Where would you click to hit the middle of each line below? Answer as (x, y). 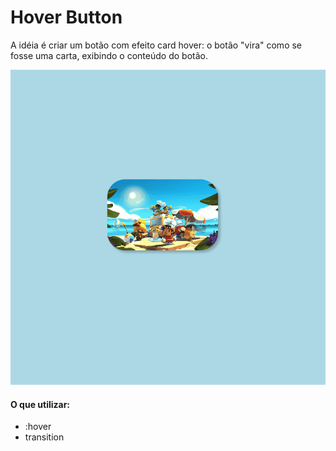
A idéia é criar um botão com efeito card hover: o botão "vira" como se (156, 45)
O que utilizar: (40, 404)
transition (44, 437)
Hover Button (66, 17)
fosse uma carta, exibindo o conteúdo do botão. (109, 55)
